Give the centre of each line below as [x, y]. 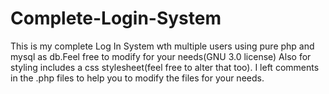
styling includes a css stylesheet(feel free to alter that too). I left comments [165, 67]
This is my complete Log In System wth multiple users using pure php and [162, 46]
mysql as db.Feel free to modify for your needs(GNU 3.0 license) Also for [161, 56]
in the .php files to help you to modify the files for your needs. [137, 78]
